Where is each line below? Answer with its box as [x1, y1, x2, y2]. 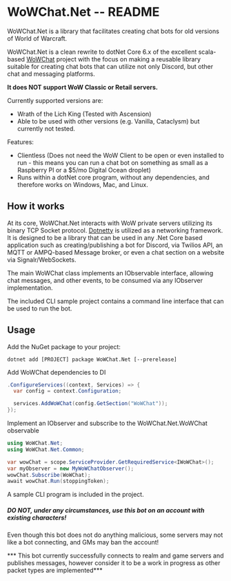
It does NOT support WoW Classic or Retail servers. [7, 83, 159, 91]
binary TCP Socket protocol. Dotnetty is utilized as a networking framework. [7, 226, 223, 235]
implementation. [7, 284, 53, 292]
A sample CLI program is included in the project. [7, 491, 144, 499]
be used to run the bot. [7, 304, 72, 313]
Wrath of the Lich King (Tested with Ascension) [17, 110, 152, 118]
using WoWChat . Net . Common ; [7, 446, 85, 453]
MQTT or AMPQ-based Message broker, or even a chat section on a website [7, 248, 225, 256]
